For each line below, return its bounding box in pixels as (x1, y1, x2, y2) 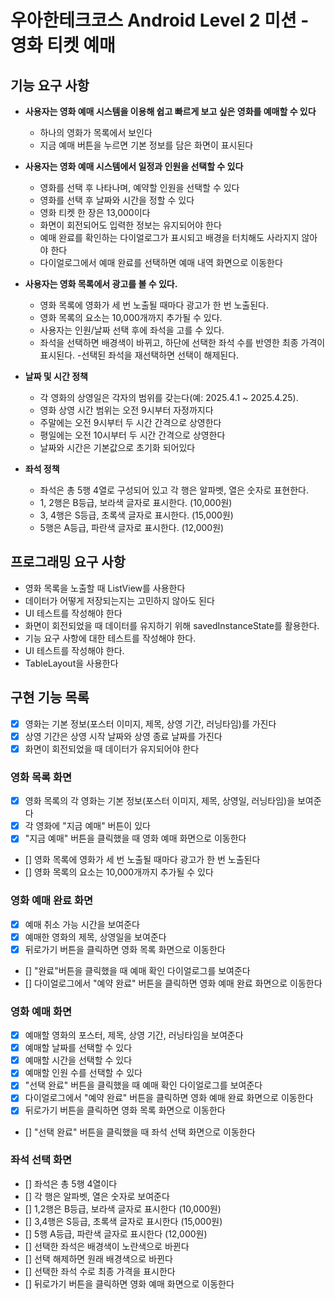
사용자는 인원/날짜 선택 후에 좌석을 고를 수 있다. (39, 324, 225, 336)
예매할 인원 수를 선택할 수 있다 (24, 1067, 143, 1079)
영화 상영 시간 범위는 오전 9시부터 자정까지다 (39, 404, 214, 416)
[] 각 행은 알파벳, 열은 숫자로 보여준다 (24, 1190, 170, 1202)
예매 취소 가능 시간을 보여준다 (24, 918, 140, 930)
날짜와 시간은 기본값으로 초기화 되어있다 (39, 442, 196, 453)
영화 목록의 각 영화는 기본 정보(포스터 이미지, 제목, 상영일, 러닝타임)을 (24, 795, 296, 807)
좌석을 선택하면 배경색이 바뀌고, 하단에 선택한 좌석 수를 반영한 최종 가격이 (39, 337, 326, 348)
